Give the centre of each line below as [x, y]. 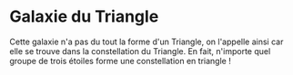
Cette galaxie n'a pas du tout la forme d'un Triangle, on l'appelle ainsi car [146, 42]
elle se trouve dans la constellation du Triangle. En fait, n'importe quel [140, 51]
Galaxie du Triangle [84, 17]
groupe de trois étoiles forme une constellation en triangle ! [121, 61]
